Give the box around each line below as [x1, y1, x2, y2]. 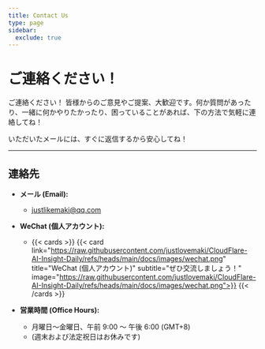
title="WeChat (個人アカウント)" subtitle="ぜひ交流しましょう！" [31, 264, 242, 272]
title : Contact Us [8, 11, 69, 20]
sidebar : [8, 26, 37, 34]
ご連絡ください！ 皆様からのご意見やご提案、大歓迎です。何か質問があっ [8, 98, 244, 107]
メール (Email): [19, 190, 69, 198]
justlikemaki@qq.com [31, 205, 102, 214]
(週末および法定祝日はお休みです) [31, 332, 140, 341]
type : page [8, 19, 44, 27]
